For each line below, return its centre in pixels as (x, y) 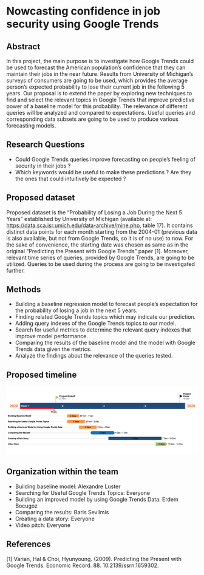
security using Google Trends (83, 24)
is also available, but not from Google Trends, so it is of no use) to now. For (100, 238)
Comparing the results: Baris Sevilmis (62, 512)
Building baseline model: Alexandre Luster (68, 486)
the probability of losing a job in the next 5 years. (76, 310)
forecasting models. (31, 125)
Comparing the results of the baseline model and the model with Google (105, 343)
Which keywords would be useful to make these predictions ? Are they (103, 172)
